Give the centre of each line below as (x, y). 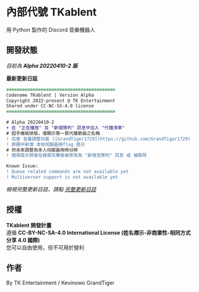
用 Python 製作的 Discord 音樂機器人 (51, 30)
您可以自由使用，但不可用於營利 (45, 247)
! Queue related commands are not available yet (67, 172)
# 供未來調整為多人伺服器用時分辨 (42, 150)
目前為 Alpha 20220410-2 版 (42, 65)
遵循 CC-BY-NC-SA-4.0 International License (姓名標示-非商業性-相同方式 (99, 233)
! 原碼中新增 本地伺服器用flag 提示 (45, 144)
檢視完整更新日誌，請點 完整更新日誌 (51, 189)
